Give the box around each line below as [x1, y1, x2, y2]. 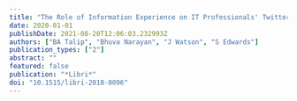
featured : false [9, 62, 69, 71]
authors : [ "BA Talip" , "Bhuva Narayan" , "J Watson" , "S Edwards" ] [9, 37, 259, 47]
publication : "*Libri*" [9, 70, 97, 79]
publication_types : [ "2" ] [9, 46, 104, 54]
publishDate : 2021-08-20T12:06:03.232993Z [9, 29, 168, 38]
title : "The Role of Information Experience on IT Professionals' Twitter [9, 12, 291, 22]
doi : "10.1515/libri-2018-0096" [9, 78, 128, 87]
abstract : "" [9, 54, 57, 62]
